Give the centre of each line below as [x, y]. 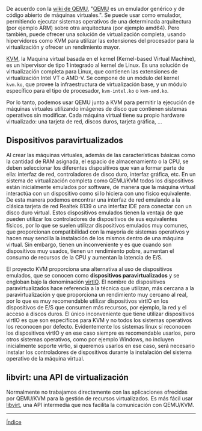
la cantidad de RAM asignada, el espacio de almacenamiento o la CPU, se [97, 161]
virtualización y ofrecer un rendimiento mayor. [63, 47]
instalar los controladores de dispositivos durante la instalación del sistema [99, 352]
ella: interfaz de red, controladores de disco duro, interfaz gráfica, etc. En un [101, 174]
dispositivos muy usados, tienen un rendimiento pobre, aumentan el [90, 251]
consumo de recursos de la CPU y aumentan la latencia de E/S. [84, 257]
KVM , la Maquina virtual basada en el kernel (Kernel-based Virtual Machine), [101, 59]
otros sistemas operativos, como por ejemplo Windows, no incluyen [90, 339]
